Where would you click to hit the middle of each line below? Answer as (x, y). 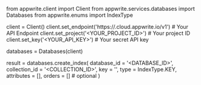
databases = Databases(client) (45, 51)
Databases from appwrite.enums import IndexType (70, 15)
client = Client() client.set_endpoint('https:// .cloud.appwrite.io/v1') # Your (97, 27)
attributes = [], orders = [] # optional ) (53, 76)
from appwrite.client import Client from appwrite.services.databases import (101, 9)
